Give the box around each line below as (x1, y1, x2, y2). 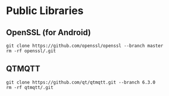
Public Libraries (6, 4, 84, 18)
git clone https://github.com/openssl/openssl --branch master (6, 43, 164, 49)
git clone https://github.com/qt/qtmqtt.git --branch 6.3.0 (6, 79, 156, 85)
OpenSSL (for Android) (6, 28, 91, 37)
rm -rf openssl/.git (6, 48, 57, 54)
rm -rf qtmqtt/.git (6, 84, 54, 90)
